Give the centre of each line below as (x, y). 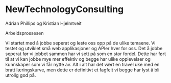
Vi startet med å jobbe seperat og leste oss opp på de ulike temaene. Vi (80, 43)
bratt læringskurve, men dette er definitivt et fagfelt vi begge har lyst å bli (82, 70)
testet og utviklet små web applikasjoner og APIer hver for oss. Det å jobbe (84, 48)
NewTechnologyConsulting (65, 9)
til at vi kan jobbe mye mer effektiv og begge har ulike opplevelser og (78, 59)
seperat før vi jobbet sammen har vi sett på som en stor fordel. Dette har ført (86, 54)
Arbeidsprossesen (25, 33)
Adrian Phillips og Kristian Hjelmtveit (43, 23)
